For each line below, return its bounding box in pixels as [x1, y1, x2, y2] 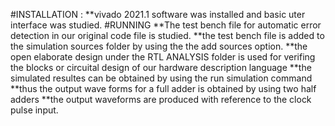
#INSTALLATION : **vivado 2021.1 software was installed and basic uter [10, 9, 306, 20]
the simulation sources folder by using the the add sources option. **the [10, 40, 308, 52]
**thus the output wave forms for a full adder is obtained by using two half [10, 83, 317, 94]
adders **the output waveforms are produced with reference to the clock [10, 94, 312, 105]
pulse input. [10, 104, 59, 116]
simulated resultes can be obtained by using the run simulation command [10, 72, 313, 84]
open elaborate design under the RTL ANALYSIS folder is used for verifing [10, 51, 316, 63]
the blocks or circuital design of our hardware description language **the [10, 62, 312, 73]
